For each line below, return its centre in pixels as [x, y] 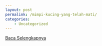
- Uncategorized [31, 24]
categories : [17, 19]
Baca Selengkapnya [26, 38]
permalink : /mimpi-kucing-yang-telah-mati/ [51, 14]
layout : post [19, 10]
